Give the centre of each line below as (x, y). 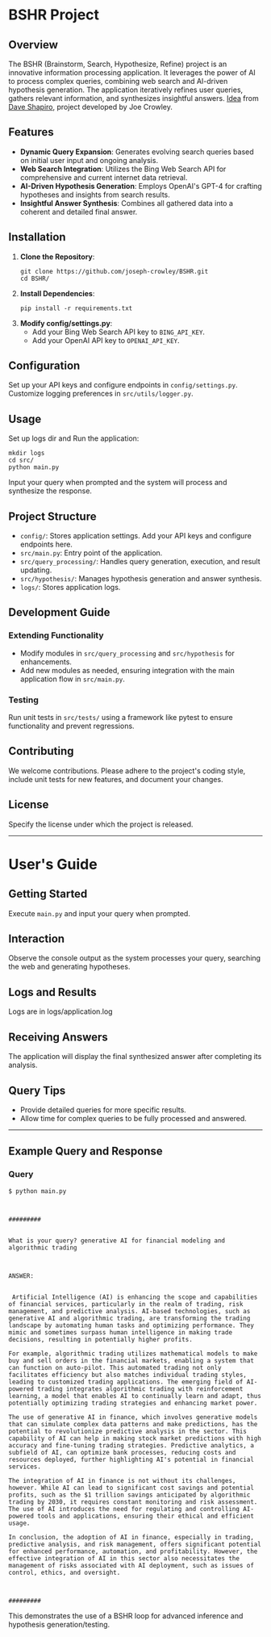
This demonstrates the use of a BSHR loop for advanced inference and (126, 1615)
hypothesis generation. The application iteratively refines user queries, (126, 90)
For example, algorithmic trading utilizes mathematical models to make (133, 1354)
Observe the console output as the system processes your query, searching (134, 958)
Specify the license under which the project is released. (101, 824)
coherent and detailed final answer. (79, 211)
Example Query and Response (85, 1151)
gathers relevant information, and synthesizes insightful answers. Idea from (134, 98)
